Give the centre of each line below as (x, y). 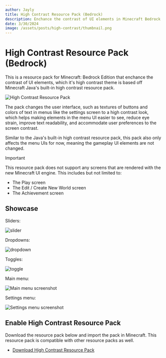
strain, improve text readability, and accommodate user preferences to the (81, 123)
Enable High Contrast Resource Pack (63, 323)
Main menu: (17, 278)
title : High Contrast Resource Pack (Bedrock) (54, 14)
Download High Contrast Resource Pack (53, 350)
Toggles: (14, 259)
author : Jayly (20, 10)
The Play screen (29, 182)
